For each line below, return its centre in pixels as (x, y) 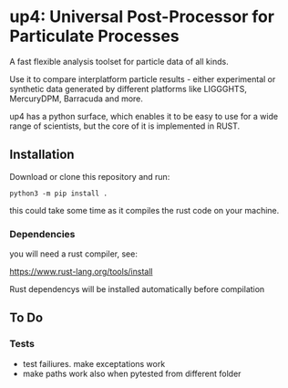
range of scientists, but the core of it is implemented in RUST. (125, 126)
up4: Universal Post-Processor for (142, 17)
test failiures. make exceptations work (94, 363)
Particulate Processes (94, 36)
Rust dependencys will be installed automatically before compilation (137, 289)
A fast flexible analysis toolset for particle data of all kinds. (119, 61)
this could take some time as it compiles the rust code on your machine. (144, 210)
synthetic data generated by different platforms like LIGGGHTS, (129, 89)
